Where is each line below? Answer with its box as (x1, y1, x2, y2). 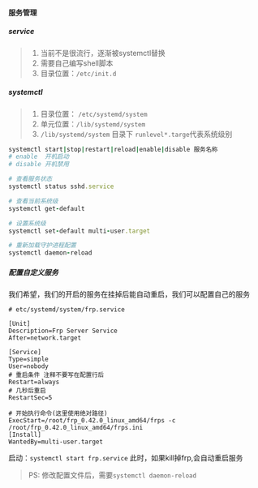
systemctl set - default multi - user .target (8, 227, 151, 235)
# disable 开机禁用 (8, 161, 70, 169)
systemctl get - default (8, 204, 85, 212)
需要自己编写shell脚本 (40, 58, 114, 68)
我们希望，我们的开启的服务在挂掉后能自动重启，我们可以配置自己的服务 (8, 289, 250, 299)
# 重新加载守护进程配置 (8, 242, 77, 250)
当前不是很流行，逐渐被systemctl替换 (40, 48, 166, 58)
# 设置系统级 (8, 219, 46, 227)
